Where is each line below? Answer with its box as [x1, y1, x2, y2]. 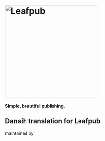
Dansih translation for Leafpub [5, 117, 101, 125]
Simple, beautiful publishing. [5, 103, 65, 109]
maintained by [5, 130, 34, 136]
